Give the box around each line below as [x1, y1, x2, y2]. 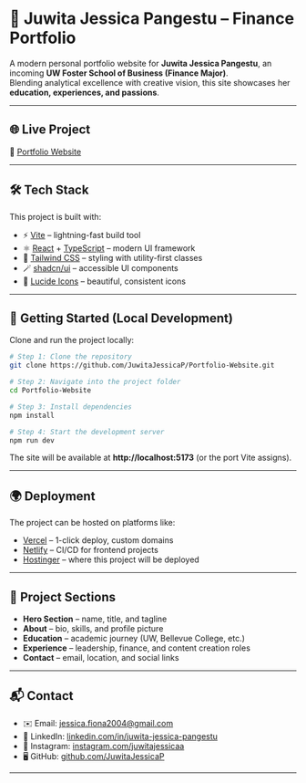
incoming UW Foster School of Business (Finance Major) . [9, 68, 229, 78]
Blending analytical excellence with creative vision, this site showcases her [9, 77, 291, 88]
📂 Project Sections [9, 589, 117, 605]
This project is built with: [9, 211, 102, 222]
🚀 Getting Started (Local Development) [9, 310, 234, 326]
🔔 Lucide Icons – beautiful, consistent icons [22, 276, 187, 287]
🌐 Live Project [9, 122, 91, 138]
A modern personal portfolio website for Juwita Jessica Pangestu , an [9, 57, 272, 68]
